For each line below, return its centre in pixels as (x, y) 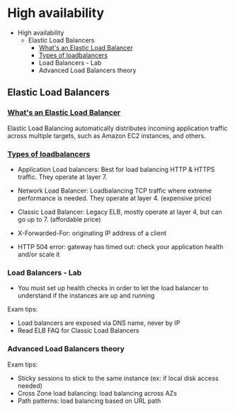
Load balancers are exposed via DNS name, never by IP (99, 323)
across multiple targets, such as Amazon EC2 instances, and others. (107, 135)
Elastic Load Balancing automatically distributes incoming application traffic (117, 128)
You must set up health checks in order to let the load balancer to (113, 288)
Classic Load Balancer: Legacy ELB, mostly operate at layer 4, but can (120, 212)
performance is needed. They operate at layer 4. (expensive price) (114, 198)
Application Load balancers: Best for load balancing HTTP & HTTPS (116, 169)
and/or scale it (39, 254)
